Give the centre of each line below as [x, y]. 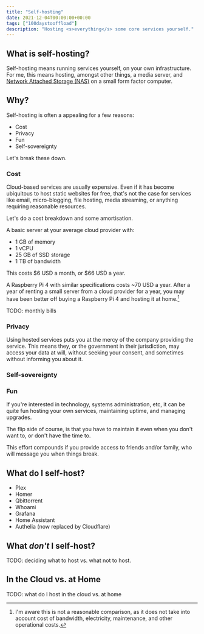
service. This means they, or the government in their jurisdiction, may [93, 346]
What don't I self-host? [51, 546]
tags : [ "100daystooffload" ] [42, 23]
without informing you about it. [45, 359]
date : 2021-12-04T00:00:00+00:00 [49, 18]
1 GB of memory [35, 242]
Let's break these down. [36, 158]
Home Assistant [35, 520]
